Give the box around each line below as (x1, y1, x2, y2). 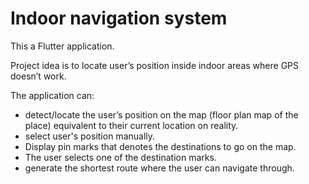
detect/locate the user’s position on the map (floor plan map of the (24, 108, 299, 121)
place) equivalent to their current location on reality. (24, 119, 239, 131)
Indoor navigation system (10, 7, 228, 30)
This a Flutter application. (10, 40, 115, 52)
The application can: (10, 89, 95, 101)
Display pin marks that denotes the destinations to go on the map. (24, 140, 297, 152)
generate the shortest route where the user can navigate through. (24, 162, 295, 174)
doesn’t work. (10, 70, 67, 82)
